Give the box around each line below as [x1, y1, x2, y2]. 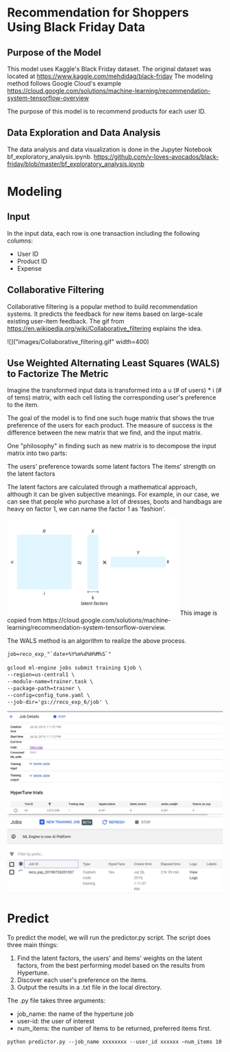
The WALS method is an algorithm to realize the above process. [7, 637, 187, 645]
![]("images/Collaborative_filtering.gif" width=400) [7, 337, 149, 345]
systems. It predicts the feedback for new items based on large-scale [7, 310, 203, 318]
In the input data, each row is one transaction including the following [7, 229, 200, 237]
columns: [7, 236, 34, 245]
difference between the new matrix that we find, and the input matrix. [7, 428, 203, 437]
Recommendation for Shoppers [7, 5, 190, 21]
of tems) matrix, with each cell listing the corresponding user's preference [7, 393, 217, 402]
